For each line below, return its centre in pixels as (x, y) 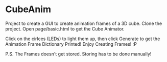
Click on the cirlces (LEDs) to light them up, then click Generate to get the (83, 39)
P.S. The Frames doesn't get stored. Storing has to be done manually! (78, 54)
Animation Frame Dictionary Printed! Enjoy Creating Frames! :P (71, 44)
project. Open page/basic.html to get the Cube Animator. (65, 28)
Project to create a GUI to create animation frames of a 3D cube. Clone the (84, 23)
